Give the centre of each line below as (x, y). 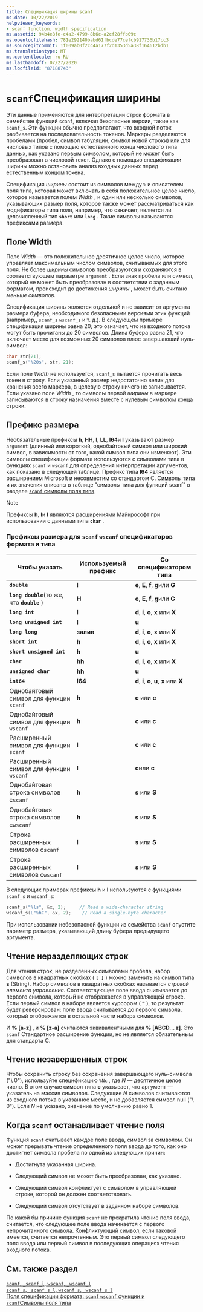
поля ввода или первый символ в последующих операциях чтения (93, 1244)
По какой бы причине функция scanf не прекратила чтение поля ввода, (99, 1218)
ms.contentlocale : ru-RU (37, 57)
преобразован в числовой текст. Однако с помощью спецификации (94, 160)
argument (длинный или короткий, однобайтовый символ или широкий (97, 446)
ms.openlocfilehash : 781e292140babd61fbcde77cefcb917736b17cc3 (88, 40)
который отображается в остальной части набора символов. (85, 1016)
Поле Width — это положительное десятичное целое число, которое (95, 257)
